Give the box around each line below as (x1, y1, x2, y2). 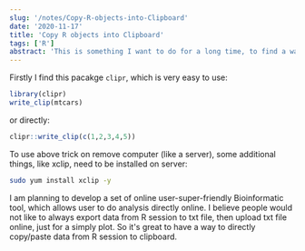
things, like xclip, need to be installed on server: (9, 158, 188, 169)
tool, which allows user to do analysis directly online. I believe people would (9, 202, 293, 213)
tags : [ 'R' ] (9, 38, 54, 48)
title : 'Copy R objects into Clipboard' (9, 30, 165, 39)
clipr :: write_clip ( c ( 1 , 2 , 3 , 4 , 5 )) (9, 132, 136, 141)
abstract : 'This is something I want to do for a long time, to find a (9, 47, 286, 56)
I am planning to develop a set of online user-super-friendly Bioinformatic (9, 192, 284, 203)
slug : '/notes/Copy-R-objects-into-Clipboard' (9, 13, 189, 23)
